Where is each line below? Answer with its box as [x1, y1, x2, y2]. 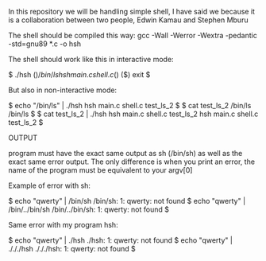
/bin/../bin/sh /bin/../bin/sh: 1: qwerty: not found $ [8, 205, 169, 214]
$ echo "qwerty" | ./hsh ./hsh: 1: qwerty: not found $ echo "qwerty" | [8, 236, 233, 245]
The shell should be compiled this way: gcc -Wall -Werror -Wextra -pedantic [8, 31, 258, 40]
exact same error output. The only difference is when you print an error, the [8, 157, 256, 166]
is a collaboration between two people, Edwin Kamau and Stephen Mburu [8, 15, 249, 25]
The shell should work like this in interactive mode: [8, 55, 174, 64]
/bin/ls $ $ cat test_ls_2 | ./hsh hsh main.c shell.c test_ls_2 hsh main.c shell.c [8, 109, 259, 119]
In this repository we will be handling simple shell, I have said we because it [8, 7, 256, 16]
